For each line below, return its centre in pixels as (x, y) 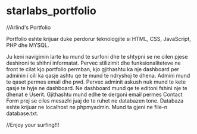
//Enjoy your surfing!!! (33, 125)
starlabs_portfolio (51, 11)
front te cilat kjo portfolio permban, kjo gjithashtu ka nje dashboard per (93, 69)
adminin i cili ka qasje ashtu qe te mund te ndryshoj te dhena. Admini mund (98, 75)
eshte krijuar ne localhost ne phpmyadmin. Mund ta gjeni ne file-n (87, 107)
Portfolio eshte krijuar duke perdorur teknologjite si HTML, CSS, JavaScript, (99, 39)
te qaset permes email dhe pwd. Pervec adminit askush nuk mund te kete (96, 82)
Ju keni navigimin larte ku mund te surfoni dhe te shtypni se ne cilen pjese (97, 56)
